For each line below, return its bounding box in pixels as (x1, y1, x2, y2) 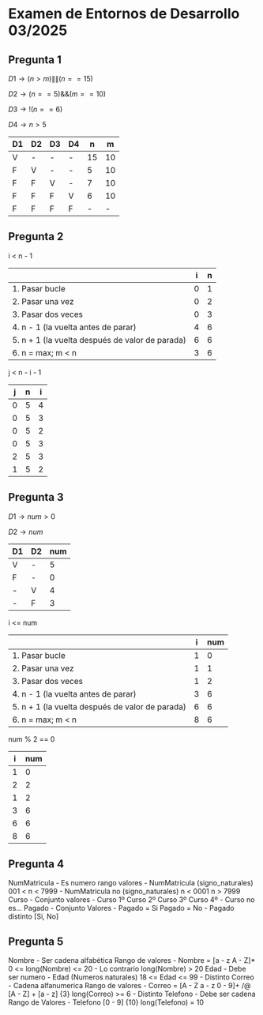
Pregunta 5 (8, 934, 64, 948)
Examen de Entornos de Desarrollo (8, 5, 240, 23)
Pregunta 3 (8, 491, 65, 504)
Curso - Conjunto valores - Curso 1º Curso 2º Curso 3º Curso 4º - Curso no (8, 895, 255, 904)
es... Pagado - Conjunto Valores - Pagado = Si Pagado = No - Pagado (8, 904, 235, 913)
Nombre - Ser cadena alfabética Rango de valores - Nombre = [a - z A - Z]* (8, 956, 256, 965)
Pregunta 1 (8, 53, 62, 66)
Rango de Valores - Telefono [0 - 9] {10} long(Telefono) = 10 (8, 998, 204, 1007)
